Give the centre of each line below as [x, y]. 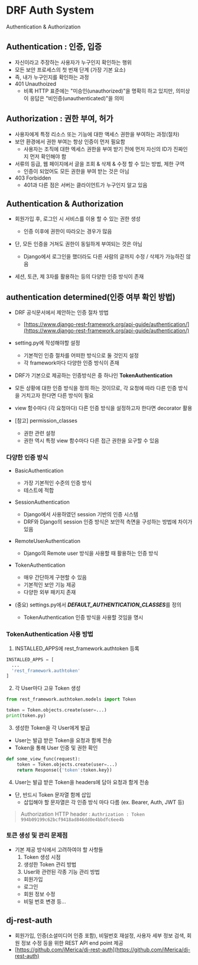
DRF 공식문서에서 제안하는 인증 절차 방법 [61, 312]
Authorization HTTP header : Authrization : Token [82, 814]
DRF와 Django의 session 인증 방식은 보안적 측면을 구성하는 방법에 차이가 [108, 522]
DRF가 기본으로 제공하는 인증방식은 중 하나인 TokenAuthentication [94, 376]
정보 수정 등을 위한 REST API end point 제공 [72, 942]
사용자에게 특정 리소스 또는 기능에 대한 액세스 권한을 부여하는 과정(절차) [97, 134]
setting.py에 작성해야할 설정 [47, 343]
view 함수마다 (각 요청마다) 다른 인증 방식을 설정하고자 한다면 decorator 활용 [103, 408]
